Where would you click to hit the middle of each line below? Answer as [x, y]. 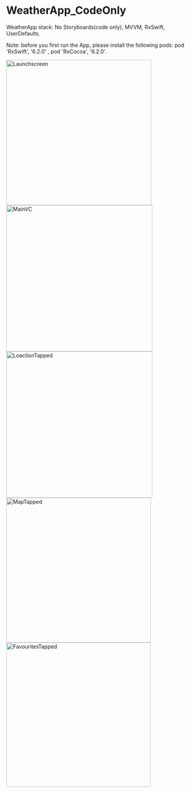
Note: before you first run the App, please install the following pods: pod [95, 45]
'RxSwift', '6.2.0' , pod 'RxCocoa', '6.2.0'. [56, 51]
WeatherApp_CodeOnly [66, 11]
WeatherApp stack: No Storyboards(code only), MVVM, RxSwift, [86, 27]
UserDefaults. [23, 33]
